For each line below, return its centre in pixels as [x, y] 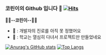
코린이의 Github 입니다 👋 [34, 8]
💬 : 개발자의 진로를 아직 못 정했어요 [47, 31]
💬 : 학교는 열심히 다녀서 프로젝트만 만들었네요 [57, 37]
